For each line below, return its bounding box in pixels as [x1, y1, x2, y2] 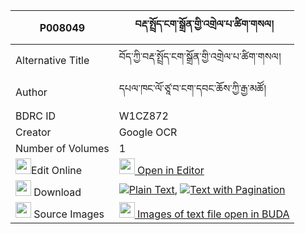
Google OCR [118, 125, 178, 139]
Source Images [33, 207, 105, 221]
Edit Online [31, 164, 83, 177]
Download [33, 185, 82, 199]
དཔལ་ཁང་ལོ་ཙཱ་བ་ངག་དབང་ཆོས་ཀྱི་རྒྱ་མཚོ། [118, 82, 267, 95]
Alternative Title [15, 53, 90, 67]
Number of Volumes [15, 142, 110, 155]
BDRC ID [15, 109, 57, 123]
